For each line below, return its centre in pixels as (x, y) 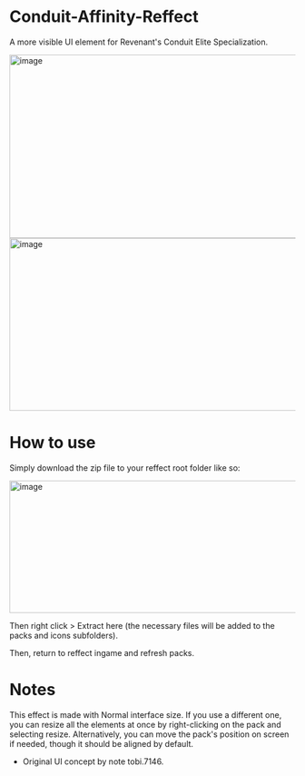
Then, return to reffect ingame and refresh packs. (102, 652)
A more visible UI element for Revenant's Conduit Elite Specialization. (139, 42)
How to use (53, 443)
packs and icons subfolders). (64, 635)
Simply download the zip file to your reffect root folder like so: (125, 468)
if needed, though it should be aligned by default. (101, 743)
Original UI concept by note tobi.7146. (93, 761)
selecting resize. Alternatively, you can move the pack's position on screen (149, 734)
